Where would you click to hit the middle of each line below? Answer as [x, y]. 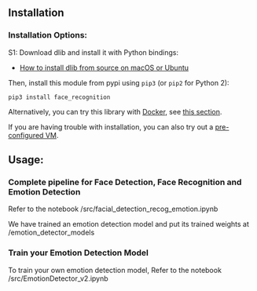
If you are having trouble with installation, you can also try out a [111, 127]
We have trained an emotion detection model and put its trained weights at [129, 224]
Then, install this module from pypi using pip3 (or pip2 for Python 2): [119, 82]
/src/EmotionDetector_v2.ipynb [58, 278]
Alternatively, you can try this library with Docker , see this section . [115, 111]
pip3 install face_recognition [59, 97]
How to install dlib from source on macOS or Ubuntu [104, 67]
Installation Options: [48, 35]
